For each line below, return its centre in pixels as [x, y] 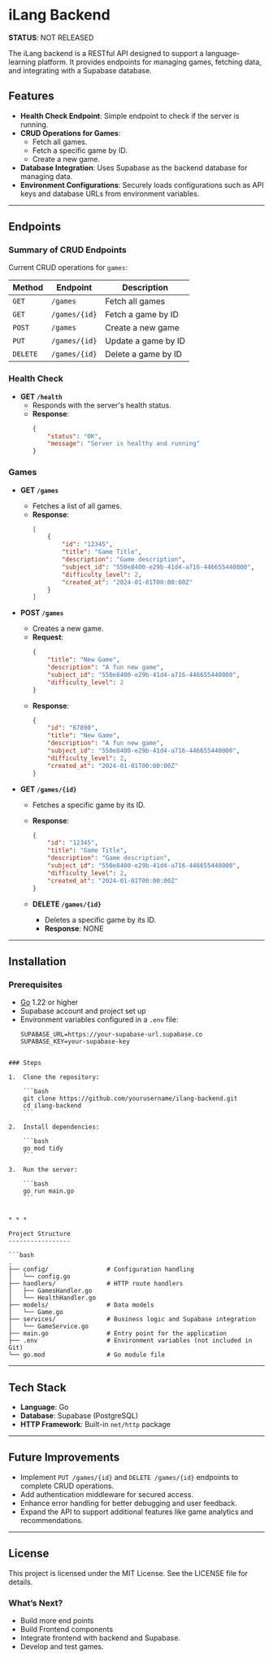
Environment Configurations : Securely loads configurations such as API [142, 185]
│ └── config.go [39, 1277]
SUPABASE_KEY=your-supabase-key [75, 1042]
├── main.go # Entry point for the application [118, 1334]
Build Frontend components [67, 1629]
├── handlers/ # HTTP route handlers [96, 1284]
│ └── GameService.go [49, 1327]
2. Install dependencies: [54, 1127]
